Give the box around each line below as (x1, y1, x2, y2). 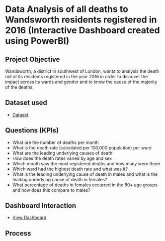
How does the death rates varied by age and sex (12, 155, 112, 161)
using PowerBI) (5, 35, 70, 47)
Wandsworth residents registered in (5, 14, 157, 25)
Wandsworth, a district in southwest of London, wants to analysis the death (5, 68, 160, 74)
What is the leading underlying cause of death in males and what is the (12, 171, 158, 177)
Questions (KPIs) (5, 126, 59, 135)
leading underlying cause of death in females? (12, 176, 107, 182)
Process (5, 229, 31, 238)
